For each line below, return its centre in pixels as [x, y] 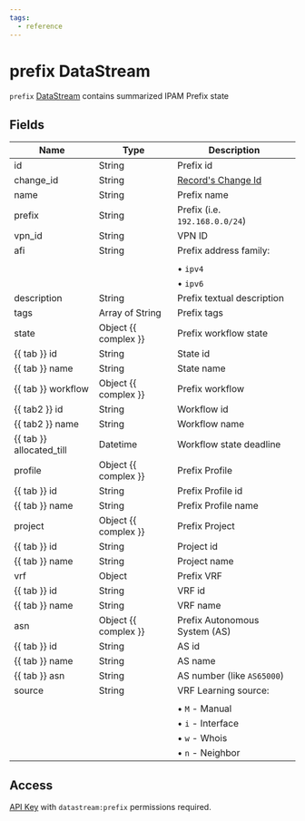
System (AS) [204, 631]
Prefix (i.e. [198, 210]
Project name [205, 562]
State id [193, 354]
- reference [40, 26]
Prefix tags [200, 313]
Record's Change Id [219, 181]
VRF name [199, 606]
